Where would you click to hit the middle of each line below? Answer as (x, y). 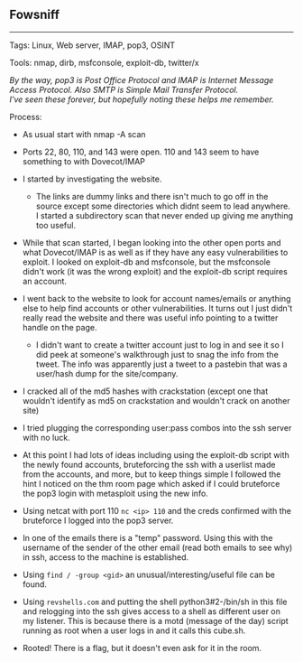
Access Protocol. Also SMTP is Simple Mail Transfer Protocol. (124, 89)
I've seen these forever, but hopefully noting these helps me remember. (142, 99)
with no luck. (46, 437)
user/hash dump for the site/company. (107, 373)
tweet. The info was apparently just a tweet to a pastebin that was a (161, 364)
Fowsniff (35, 15)
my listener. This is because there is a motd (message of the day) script (155, 620)
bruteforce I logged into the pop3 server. (98, 520)
